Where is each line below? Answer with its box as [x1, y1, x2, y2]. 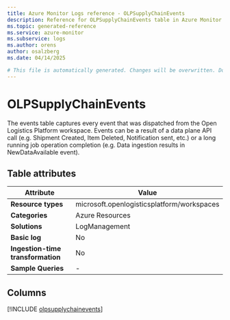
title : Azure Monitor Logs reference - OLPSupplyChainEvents [7, 10, 186, 17]
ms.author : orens [7, 42, 57, 49]
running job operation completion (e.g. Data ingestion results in [7, 141, 186, 149]
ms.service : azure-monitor [7, 29, 84, 36]
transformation [10, 252, 61, 262]
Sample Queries [10, 264, 64, 274]
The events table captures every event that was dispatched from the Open [7, 119, 217, 127]
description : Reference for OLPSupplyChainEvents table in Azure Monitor [7, 16, 222, 23]
